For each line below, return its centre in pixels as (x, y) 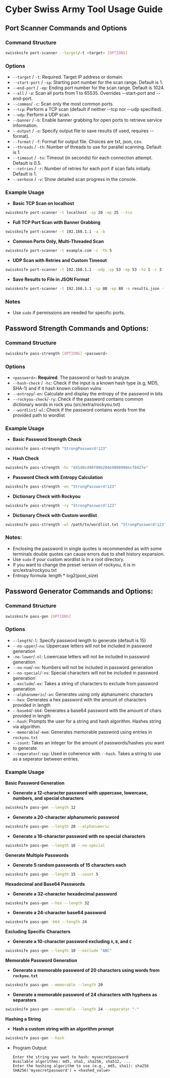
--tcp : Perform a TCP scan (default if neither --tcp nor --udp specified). (88, 109)
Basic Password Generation (35, 783)
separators (24, 1000)
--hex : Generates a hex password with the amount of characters (79, 699)
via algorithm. (27, 726)
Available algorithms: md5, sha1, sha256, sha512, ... (72, 1061)
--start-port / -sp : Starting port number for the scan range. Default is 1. (88, 83)
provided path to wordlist (39, 415)
